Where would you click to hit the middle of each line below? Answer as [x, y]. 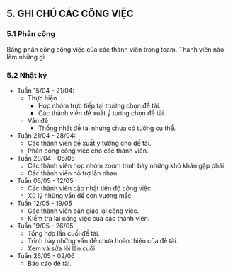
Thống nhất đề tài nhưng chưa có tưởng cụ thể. [107, 128]
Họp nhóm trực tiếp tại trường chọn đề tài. [99, 105]
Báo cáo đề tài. [49, 263]
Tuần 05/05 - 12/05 [45, 180]
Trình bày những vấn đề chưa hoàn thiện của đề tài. [103, 240]
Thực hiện [42, 98]
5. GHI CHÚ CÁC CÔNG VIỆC [70, 14]
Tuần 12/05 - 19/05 [44, 203]
